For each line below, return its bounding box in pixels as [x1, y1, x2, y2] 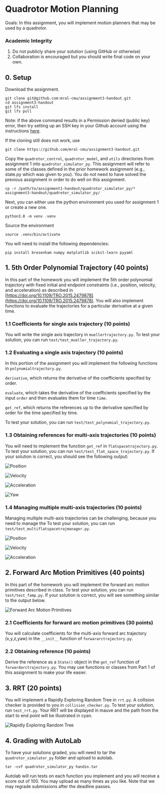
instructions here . [5, 128, 41, 134]
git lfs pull [5, 109, 32, 114]
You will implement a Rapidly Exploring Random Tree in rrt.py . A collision [5, 697, 154, 703]
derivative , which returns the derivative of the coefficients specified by [5, 375, 151, 381]
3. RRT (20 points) [5, 684, 62, 692]
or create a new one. [5, 205, 47, 210]
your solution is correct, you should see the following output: [5, 453, 129, 459]
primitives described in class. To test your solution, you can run [5, 587, 134, 592]
